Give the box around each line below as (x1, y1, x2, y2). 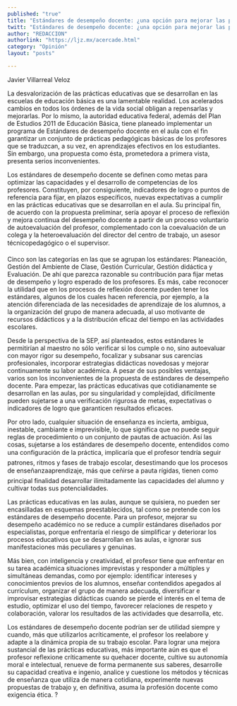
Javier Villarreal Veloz (7, 75, 71, 83)
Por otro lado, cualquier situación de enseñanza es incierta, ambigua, (7, 417, 209, 426)
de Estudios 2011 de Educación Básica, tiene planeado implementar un (7, 119, 212, 127)
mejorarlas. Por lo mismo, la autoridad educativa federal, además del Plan (7, 111, 221, 120)
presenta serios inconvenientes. (7, 156, 101, 165)
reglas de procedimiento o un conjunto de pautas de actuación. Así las (7, 432, 212, 441)
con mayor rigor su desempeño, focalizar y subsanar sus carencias (7, 351, 203, 359)
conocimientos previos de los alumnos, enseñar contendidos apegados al (7, 579, 221, 587)
